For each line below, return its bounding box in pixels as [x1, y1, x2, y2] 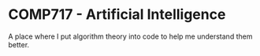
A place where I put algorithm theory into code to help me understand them [8, 32, 253, 41]
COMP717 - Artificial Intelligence [8, 6, 226, 24]
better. [8, 39, 30, 49]
